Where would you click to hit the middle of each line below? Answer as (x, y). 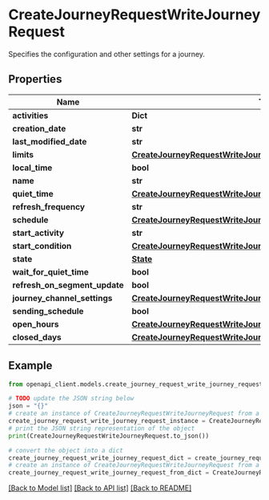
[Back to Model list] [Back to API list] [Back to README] (100, 488)
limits (23, 154)
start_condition (42, 246)
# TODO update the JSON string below (71, 399)
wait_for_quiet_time (51, 272)
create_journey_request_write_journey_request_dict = (100, 458)
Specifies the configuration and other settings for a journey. (107, 54)
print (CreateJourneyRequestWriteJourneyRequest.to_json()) (109, 436)
